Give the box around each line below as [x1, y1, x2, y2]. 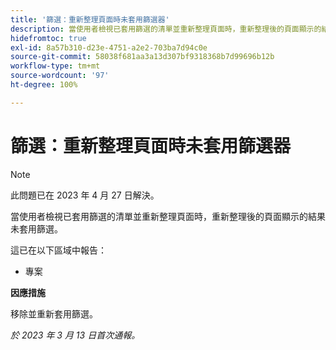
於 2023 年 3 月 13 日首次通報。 [10, 329, 141, 341]
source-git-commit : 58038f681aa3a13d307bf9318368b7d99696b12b [10, 52, 275, 62]
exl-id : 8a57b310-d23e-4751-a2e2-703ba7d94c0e [10, 42, 208, 53]
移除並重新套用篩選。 [10, 307, 98, 320]
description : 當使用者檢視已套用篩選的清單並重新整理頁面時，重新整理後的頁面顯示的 [10, 24, 322, 34]
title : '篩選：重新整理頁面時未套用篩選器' [10, 14, 170, 25]
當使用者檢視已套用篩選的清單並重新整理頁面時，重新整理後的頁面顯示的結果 [10, 210, 326, 222]
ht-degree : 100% [10, 80, 78, 90]
